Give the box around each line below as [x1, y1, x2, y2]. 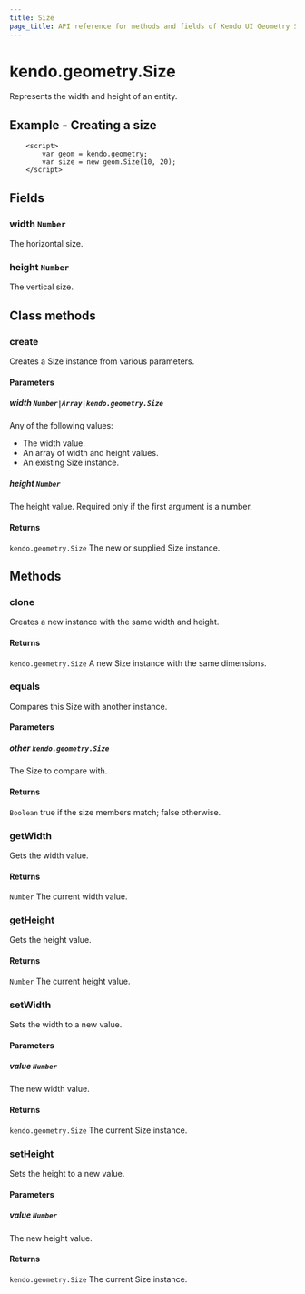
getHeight [9, 914, 55, 926]
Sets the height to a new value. [9, 1168, 125, 1178]
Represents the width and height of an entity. [9, 91, 178, 102]
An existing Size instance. [22, 457, 120, 469]
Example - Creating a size [9, 117, 157, 133]
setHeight [9, 1147, 54, 1160]
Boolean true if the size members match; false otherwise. [9, 806, 221, 817]
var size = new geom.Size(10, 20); [42, 157, 177, 167]
